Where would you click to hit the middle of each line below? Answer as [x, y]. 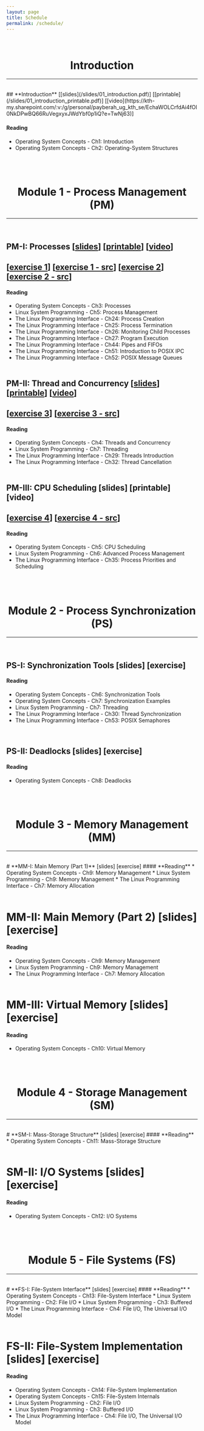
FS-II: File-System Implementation [95, 1346]
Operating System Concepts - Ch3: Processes [73, 306]
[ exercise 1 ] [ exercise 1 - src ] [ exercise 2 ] [85, 267]
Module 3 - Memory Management [102, 824]
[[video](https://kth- [130, 101]
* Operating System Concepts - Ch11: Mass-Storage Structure [83, 1141]
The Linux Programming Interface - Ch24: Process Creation [90, 319]
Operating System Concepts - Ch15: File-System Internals [87, 1396]
